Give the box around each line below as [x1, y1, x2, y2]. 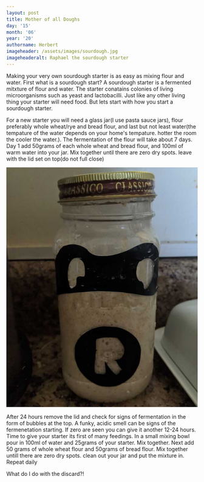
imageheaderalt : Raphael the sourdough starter [6, 55, 129, 61]
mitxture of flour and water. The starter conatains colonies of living [6, 85, 174, 93]
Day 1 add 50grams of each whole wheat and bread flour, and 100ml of [6, 142, 184, 149]
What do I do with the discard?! [6, 470, 84, 477]
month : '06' [6, 29, 36, 35]
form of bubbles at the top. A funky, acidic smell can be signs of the [6, 419, 176, 427]
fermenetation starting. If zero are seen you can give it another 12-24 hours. [6, 426, 196, 433]
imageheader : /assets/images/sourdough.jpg [6, 49, 118, 55]
